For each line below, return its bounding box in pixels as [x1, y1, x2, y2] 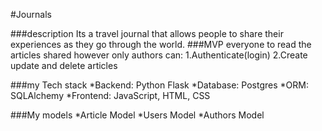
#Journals [10, 9, 52, 20]
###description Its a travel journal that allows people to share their [10, 28, 284, 39]
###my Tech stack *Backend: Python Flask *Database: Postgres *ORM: [10, 79, 309, 91]
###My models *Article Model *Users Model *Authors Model [10, 109, 265, 121]
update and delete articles [10, 60, 118, 71]
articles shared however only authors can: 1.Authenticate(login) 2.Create [10, 49, 308, 61]
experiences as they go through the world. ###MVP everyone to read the [10, 39, 312, 50]
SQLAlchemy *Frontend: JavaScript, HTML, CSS [10, 90, 211, 101]
